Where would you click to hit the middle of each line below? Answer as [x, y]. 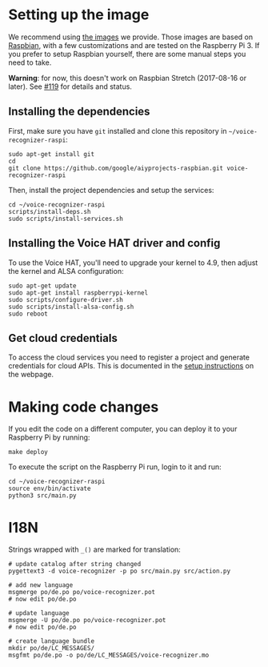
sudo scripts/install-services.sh [66, 219]
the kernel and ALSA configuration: [66, 271]
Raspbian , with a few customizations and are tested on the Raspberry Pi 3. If [134, 45]
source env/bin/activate [50, 489]
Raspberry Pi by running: [49, 437]
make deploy [28, 452]
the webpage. [31, 375]
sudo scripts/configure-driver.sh [66, 299]
